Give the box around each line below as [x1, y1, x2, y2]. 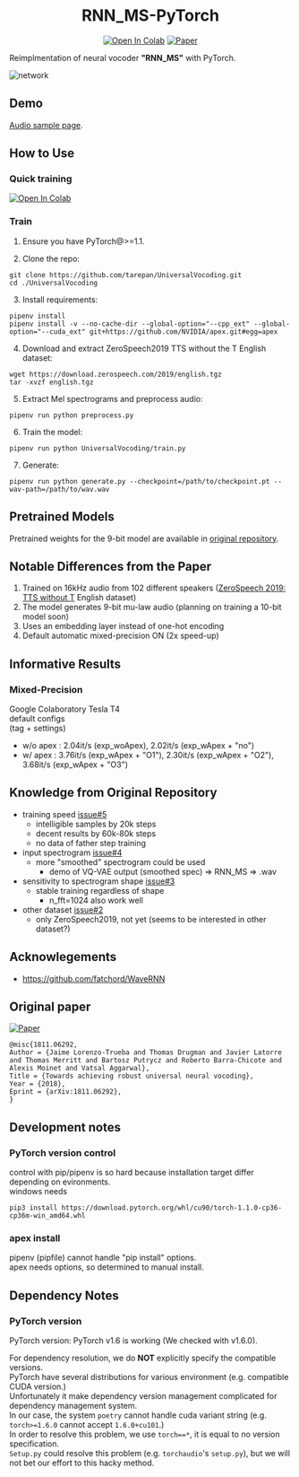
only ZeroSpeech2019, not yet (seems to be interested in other [35, 913, 267, 924]
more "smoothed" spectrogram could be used [35, 856, 206, 867]
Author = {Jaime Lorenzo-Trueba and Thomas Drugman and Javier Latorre [9, 1048, 282, 1057]
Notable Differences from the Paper [9, 558, 212, 574]
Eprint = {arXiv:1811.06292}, [9, 1088, 123, 1097]
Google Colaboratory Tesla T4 [9, 704, 121, 714]
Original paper [9, 1000, 91, 1015]
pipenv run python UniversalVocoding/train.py [9, 443, 186, 453]
